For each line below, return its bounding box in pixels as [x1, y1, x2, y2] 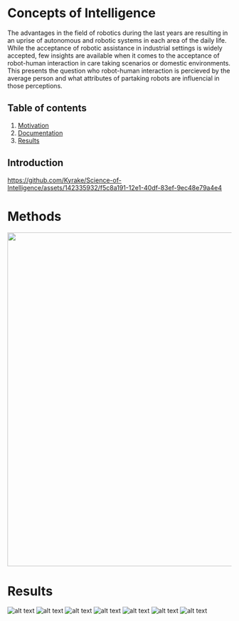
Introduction [7, 157, 64, 169]
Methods [7, 208, 62, 224]
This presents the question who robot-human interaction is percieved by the [7, 66, 230, 75]
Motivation [17, 121, 50, 130]
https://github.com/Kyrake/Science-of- [7, 176, 122, 184]
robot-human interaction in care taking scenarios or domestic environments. [7, 58, 231, 67]
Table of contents [7, 102, 87, 115]
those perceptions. [7, 81, 63, 90]
